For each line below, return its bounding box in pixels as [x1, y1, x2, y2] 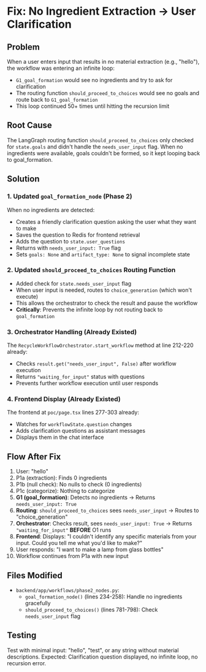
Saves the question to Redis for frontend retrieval [15, 231, 140, 239]
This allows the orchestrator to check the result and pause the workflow [15, 299, 198, 307]
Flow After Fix [7, 451, 61, 462]
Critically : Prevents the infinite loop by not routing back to [15, 305, 163, 313]
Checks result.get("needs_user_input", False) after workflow [15, 360, 177, 367]
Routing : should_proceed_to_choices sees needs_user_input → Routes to [15, 507, 199, 514]
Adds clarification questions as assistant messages [15, 427, 146, 435]
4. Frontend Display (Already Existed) [7, 395, 121, 403]
